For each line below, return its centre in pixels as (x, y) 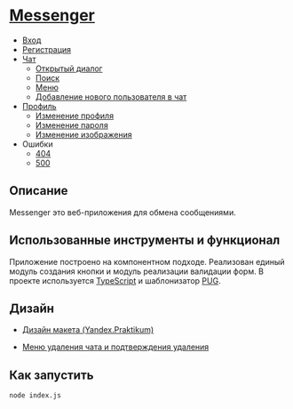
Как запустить (51, 375)
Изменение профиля (74, 116)
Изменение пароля (71, 124)
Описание (39, 191)
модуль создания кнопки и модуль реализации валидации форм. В (137, 271)
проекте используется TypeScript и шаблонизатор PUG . (115, 280)
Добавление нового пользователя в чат (111, 96)
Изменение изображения (83, 134)
